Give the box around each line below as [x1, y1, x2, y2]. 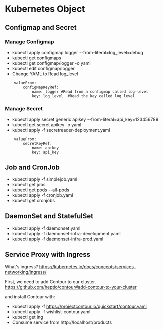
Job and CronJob [5, 163, 60, 171]
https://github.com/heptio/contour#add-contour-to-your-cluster [5, 284, 137, 290]
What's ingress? [5, 263, 38, 270]
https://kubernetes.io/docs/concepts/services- [39, 263, 136, 270]
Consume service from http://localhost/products [12, 319, 112, 325]
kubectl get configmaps [12, 55, 61, 61]
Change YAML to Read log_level [12, 71, 78, 77]
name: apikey [31, 146, 59, 151]
